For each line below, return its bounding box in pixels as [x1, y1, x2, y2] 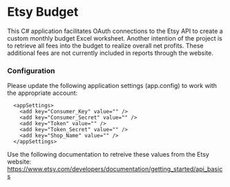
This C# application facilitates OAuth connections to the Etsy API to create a [7, 27, 223, 35]
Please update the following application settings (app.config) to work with [7, 82, 218, 90]
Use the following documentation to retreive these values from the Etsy [7, 151, 209, 159]
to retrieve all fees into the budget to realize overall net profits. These [7, 41, 204, 49]
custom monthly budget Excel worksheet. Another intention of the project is [7, 34, 222, 42]
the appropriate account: [7, 89, 78, 97]
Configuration [7, 66, 55, 76]
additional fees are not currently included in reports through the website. [7, 49, 214, 57]
